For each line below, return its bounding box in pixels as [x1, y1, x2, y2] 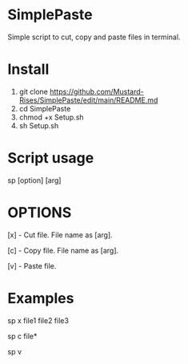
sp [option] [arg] [7, 175, 62, 185]
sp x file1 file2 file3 [7, 315, 70, 326]
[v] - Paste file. [7, 261, 57, 270]
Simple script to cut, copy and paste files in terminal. [7, 32, 181, 42]
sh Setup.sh [18, 120, 59, 130]
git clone [18, 87, 49, 96]
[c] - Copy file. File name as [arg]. [7, 245, 119, 255]
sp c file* [7, 331, 38, 341]
